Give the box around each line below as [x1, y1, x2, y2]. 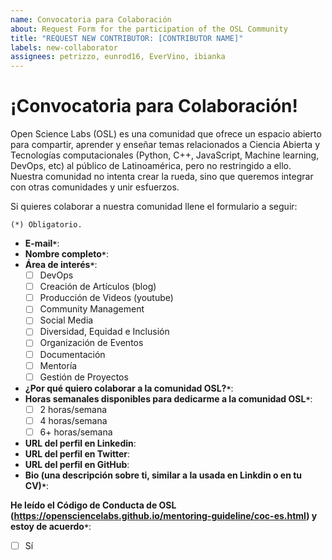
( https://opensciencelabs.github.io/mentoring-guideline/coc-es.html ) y [10, 509, 318, 521]
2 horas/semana [39, 403, 108, 415]
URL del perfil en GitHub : [24, 458, 130, 470]
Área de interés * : [24, 259, 98, 271]
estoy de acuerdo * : [10, 520, 92, 532]
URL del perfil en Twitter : [24, 447, 131, 460]
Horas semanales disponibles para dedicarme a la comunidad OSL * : [24, 392, 313, 405]
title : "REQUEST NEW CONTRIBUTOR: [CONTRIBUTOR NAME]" [10, 33, 244, 43]
